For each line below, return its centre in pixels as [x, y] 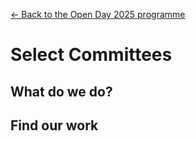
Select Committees [91, 55]
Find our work [54, 125]
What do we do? [61, 91]
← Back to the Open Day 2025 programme [98, 14]
